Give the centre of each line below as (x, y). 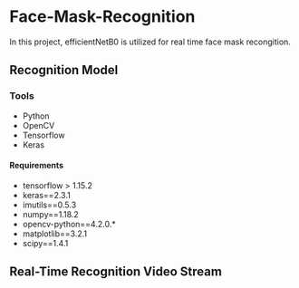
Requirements (37, 166)
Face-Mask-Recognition (102, 17)
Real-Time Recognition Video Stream (116, 272)
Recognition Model (64, 70)
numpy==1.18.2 (50, 214)
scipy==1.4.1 (45, 243)
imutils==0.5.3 (49, 205)
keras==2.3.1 (46, 195)
